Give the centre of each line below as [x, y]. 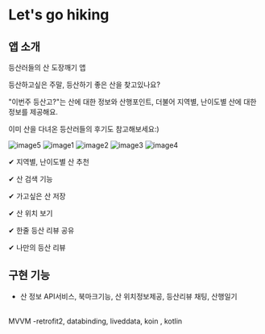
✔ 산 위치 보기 [31, 213]
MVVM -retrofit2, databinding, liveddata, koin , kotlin [95, 321]
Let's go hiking [59, 15]
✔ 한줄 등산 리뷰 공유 [41, 230]
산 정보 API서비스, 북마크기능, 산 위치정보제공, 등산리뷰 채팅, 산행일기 [128, 296]
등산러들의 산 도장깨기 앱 [47, 67]
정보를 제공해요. [33, 112]
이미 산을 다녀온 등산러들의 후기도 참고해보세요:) [84, 129]
